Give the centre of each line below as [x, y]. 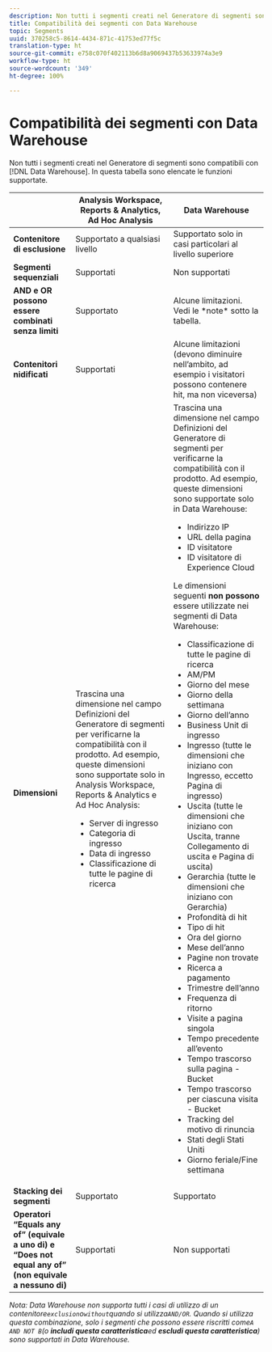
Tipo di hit [206, 927]
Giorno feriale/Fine [222, 1160]
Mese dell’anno [216, 947]
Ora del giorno [214, 937]
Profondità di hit [217, 917]
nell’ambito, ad [201, 364]
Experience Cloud [221, 567]
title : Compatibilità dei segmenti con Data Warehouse [103, 23]
